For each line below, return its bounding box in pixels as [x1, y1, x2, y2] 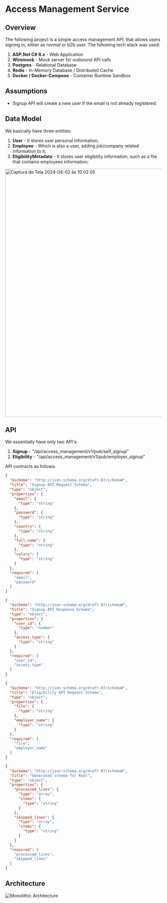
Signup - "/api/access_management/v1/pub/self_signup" [12, 449, 129, 454]
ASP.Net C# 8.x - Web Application [12, 51, 83, 57]
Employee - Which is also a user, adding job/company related [12, 143, 139, 149]
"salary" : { [14, 552, 39, 557]
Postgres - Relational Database [12, 62, 77, 68]
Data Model [5, 114, 42, 123]
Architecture [5, 880, 46, 888]
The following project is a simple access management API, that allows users [5, 36, 161, 42]
